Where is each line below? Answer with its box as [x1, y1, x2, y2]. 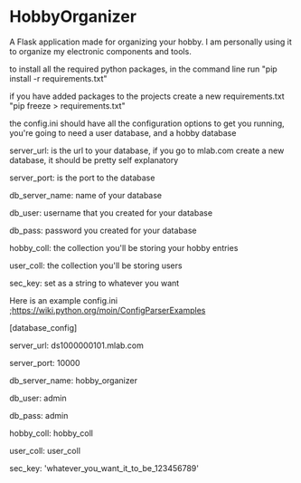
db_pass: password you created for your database [9, 225, 197, 236]
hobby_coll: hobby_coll [9, 428, 93, 439]
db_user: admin [9, 392, 67, 403]
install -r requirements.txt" [9, 72, 108, 83]
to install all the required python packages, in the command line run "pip [9, 63, 277, 74]
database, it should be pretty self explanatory [9, 154, 179, 165]
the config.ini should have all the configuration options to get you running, [9, 118, 285, 129]
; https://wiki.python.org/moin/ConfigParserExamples [9, 304, 206, 315]
